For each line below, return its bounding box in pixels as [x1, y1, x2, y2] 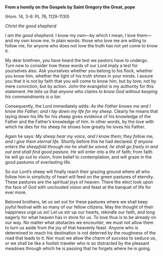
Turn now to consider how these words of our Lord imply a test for [5, 63, 138, 68]
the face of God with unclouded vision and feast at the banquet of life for [5, 184, 151, 190]
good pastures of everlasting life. [5, 159, 72, 165]
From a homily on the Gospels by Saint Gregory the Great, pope [5, 4, 135, 10]
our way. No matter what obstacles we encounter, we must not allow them [5, 219, 154, 225]
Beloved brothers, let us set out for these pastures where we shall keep [5, 199, 148, 204]
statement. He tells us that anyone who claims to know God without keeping [5, 89, 158, 94]
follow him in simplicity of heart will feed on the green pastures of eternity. [5, 174, 154, 179]
